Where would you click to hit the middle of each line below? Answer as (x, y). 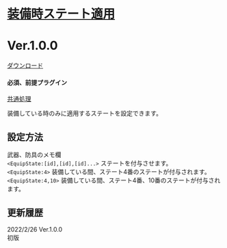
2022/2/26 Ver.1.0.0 (35, 229)
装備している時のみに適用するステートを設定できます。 (85, 113)
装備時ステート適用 (61, 14)
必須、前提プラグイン (37, 82)
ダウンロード (25, 66)
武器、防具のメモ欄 (34, 155)
